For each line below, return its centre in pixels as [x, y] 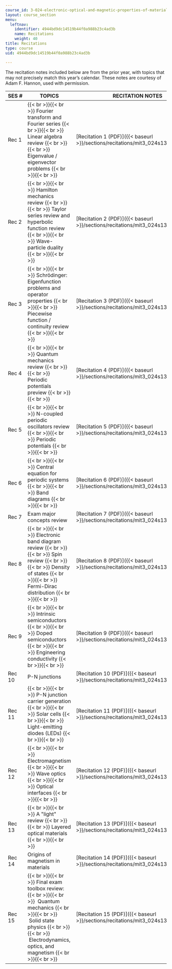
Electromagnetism [49, 761]
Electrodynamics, [50, 940]
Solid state [42, 920]
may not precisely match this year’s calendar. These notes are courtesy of [83, 77]
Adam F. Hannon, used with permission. [47, 83]
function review [46, 228]
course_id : [17, 10]
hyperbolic [40, 222]
